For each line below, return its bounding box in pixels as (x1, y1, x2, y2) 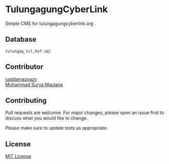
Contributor (5, 63, 43, 71)
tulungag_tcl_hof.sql (5, 48, 51, 54)
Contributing (5, 96, 47, 105)
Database (5, 35, 37, 44)
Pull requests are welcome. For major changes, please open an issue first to (5, 110, 164, 116)
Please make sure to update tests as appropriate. (5, 125, 108, 131)
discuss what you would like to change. (5, 115, 88, 121)
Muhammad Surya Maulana (5, 81, 63, 88)
